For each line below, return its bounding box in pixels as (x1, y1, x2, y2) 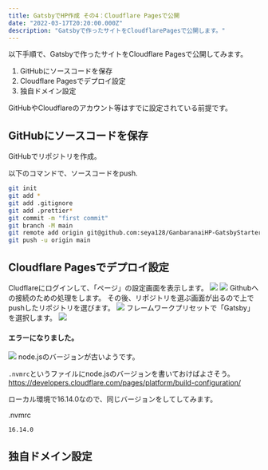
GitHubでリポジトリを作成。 (8, 152, 101, 161)
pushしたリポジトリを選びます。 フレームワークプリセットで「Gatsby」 (8, 303, 254, 312)
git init (8, 184, 37, 192)
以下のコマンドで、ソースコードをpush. (8, 168, 138, 178)
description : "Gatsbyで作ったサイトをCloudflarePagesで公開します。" (8, 26, 226, 34)
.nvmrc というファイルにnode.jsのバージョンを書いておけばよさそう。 (8, 369, 235, 379)
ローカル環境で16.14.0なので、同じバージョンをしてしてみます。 (8, 394, 218, 404)
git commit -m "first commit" (8, 214, 109, 222)
